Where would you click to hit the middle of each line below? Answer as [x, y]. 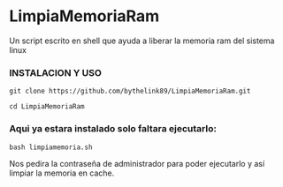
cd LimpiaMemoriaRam [47, 107]
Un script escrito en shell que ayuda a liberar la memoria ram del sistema [142, 41]
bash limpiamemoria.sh [51, 147]
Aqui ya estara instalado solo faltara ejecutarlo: [113, 129]
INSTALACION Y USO [55, 72]
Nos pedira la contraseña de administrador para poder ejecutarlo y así [137, 163]
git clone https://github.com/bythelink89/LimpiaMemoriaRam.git [130, 91]
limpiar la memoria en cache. [62, 173]
